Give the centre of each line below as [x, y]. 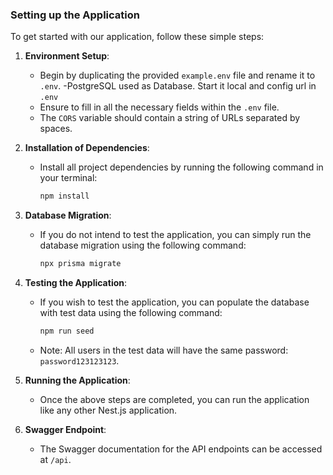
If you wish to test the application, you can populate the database [174, 302]
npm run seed [67, 331]
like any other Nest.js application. [108, 410]
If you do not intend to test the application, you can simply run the [175, 235]
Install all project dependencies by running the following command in [181, 167]
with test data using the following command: [131, 313]
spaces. [56, 129]
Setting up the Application [75, 15]
